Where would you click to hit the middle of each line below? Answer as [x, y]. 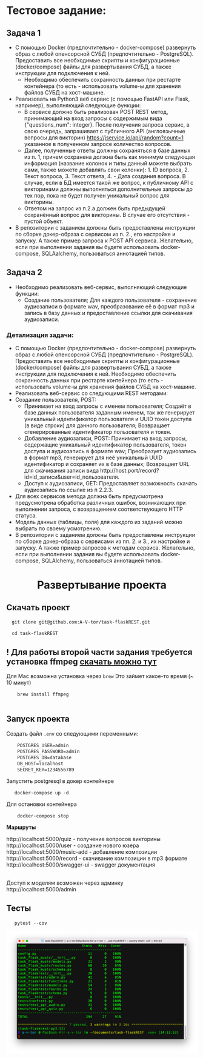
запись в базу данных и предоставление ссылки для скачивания [108, 313]
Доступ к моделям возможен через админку [65, 883]
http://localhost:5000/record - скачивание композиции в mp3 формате [97, 858]
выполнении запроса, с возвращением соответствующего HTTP [99, 509]
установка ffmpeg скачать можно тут [82, 661]
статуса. [26, 516]
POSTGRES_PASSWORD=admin [48, 751]
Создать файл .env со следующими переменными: [72, 733]
